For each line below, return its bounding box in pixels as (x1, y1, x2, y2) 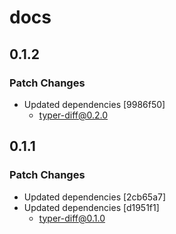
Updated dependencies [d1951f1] (23, 201, 160, 213)
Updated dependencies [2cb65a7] (23, 191, 167, 203)
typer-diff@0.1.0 (38, 212, 106, 224)
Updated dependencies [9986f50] (23, 98, 166, 110)
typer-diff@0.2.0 (38, 109, 109, 121)
